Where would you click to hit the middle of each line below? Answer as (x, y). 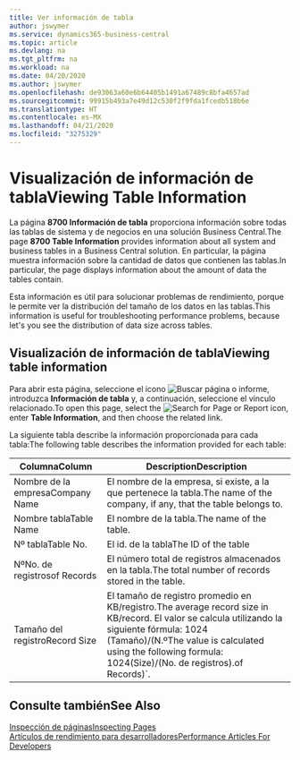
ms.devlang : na (37, 51)
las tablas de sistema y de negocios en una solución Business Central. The (146, 231)
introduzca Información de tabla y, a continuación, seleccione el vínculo (142, 398)
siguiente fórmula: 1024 (157, 629)
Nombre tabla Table (54, 518)
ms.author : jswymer (46, 84)
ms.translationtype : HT (54, 109)
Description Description (196, 466)
